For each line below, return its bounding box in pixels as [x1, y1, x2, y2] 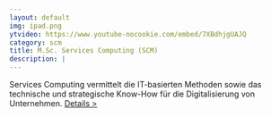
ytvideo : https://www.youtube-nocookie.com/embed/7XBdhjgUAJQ [9, 29, 247, 38]
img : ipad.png [9, 21, 63, 30]
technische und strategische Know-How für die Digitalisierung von [9, 88, 256, 99]
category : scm [9, 38, 63, 47]
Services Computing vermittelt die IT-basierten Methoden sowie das [9, 79, 262, 89]
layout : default [9, 13, 70, 22]
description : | [9, 54, 66, 63]
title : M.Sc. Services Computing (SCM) [9, 46, 159, 55]
